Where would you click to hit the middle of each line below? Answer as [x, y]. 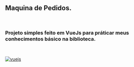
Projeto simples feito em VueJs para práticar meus [67, 33]
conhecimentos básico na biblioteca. [50, 39]
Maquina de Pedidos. [38, 8]
